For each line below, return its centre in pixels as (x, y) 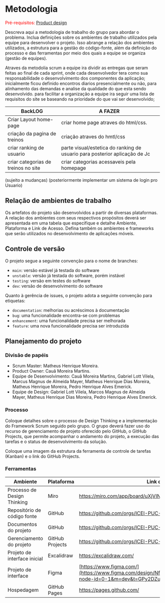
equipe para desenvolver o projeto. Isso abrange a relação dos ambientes (80, 42)
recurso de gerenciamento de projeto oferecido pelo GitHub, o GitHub (76, 431)
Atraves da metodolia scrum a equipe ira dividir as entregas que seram (77, 68)
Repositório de (24, 510)
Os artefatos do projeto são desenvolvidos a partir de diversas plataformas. (82, 213)
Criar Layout (22, 119)
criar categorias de (29, 162)
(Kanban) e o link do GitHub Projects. (42, 456)
